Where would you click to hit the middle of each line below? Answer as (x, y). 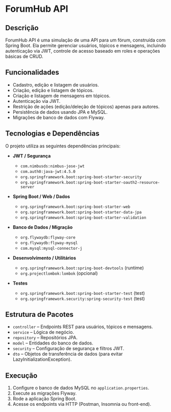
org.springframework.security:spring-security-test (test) (83, 298)
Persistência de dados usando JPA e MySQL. (60, 112)
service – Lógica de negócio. (43, 332)
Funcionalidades (32, 72)
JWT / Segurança (32, 156)
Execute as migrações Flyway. (44, 393)
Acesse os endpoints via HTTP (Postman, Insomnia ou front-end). (82, 404)
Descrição (22, 28)
